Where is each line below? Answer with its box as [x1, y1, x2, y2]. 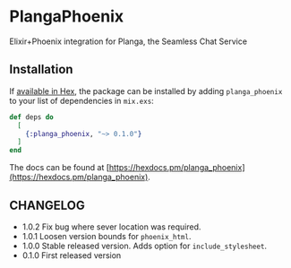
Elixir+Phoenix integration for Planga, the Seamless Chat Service [9, 36, 248, 47]
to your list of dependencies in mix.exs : [9, 95, 154, 106]
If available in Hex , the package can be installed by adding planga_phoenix [9, 85, 283, 96]
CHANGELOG [9, 197, 85, 212]
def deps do [9, 112, 54, 122]
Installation [9, 62, 73, 77]
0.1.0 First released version [21, 249, 122, 261]
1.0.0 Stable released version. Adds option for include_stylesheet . [21, 240, 267, 251]
